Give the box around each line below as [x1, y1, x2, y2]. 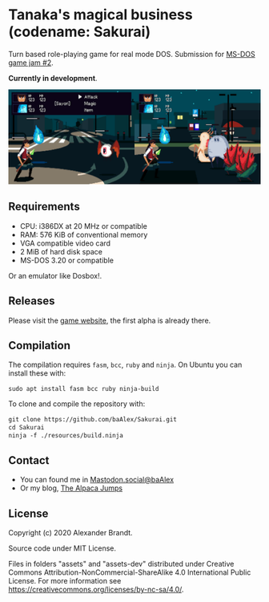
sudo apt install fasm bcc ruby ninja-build [8, 385, 159, 393]
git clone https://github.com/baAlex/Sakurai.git [8, 416, 178, 424]
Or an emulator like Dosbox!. [8, 270, 102, 280]
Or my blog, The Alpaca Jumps [19, 483, 122, 493]
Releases [8, 295, 55, 308]
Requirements [8, 200, 80, 214]
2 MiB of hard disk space [19, 246, 102, 256]
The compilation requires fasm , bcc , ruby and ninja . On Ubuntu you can [8, 360, 243, 370]
